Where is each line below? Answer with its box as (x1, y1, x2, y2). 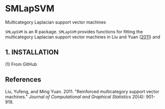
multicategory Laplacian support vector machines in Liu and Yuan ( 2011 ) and (5, 34, 161, 40)
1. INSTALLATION (5, 48, 59, 56)
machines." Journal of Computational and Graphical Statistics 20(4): (5, 94, 145, 100)
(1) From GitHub (5, 61, 37, 67)
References (5, 76, 41, 84)
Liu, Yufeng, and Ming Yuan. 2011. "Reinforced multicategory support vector (5, 88, 160, 94)
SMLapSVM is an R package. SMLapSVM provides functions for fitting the (5, 28, 143, 34)
